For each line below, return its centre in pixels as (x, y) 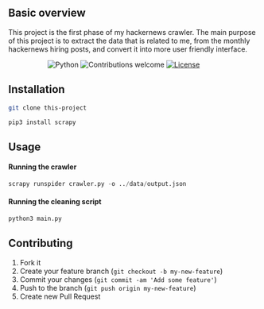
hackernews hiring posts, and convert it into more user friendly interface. (128, 49)
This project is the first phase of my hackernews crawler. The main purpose (132, 32)
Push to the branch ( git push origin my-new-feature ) (108, 288)
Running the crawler (43, 167)
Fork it (30, 262)
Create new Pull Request (60, 296)
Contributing (41, 243)
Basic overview (47, 13)
